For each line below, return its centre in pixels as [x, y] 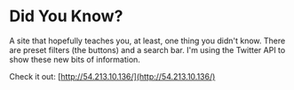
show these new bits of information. [75, 59]
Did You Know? [66, 16]
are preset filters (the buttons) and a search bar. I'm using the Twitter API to [147, 49]
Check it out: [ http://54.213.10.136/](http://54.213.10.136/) [112, 76]
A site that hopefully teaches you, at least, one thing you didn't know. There [147, 41]
